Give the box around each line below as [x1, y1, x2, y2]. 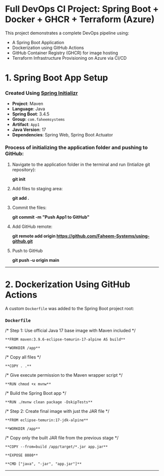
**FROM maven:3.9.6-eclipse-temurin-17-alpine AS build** [5, 337, 125, 342]
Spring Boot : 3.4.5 [12, 111, 50, 117]
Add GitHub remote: [12, 224, 53, 229]
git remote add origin [12, 233, 56, 239]
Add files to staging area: [12, 185, 63, 191]
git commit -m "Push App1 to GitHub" [12, 214, 90, 220]
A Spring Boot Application [12, 39, 64, 45]
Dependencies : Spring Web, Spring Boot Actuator [12, 132, 113, 138]
